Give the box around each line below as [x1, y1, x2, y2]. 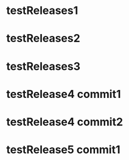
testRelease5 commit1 [6, 143, 120, 157]
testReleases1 [6, 4, 78, 18]
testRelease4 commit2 [6, 115, 124, 128]
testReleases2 [6, 32, 80, 46]
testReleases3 [6, 59, 81, 73]
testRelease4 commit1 [6, 87, 121, 101]
